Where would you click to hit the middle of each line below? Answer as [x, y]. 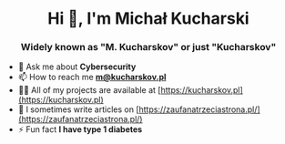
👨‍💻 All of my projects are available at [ [89, 90]
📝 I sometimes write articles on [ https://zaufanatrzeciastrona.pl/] [139, 109]
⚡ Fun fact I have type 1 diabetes [80, 129]
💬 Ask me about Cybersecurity [77, 67]
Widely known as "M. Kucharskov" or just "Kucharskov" [148, 47]
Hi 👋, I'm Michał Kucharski [148, 19]
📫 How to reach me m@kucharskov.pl [92, 77]
